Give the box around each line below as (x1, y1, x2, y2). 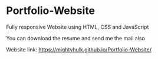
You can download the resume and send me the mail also (6, 34, 146, 41)
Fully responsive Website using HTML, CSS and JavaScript (6, 23, 149, 30)
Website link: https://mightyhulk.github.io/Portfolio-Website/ (6, 46, 152, 53)
